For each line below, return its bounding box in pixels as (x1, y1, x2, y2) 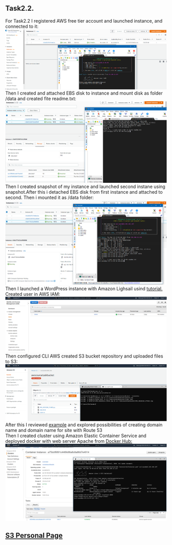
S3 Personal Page (5, 531, 63, 540)
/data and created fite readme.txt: (5, 95, 77, 102)
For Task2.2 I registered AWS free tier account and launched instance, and (5, 17, 163, 24)
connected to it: (5, 23, 38, 29)
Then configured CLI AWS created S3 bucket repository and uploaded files (5, 353, 163, 359)
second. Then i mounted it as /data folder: (5, 194, 94, 200)
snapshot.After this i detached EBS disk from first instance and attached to (5, 189, 163, 195)
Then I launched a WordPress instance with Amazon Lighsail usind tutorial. (5, 286, 163, 292)
